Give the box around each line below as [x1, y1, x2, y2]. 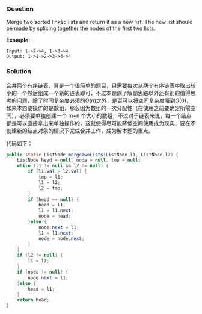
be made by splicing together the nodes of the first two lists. [6, 25, 156, 32]
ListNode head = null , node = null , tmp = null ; [17, 157, 141, 164]
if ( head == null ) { [28, 196, 79, 203]
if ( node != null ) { [17, 269, 69, 275]
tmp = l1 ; [38, 174, 63, 180]
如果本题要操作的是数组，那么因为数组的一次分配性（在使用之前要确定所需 [6, 104, 191, 111]
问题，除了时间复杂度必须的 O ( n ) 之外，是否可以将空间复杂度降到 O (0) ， [16, 97, 192, 104]
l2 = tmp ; [38, 185, 63, 191]
